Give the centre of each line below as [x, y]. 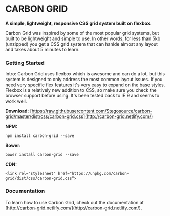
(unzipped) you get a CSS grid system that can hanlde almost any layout [81, 44]
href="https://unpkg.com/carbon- [94, 174]
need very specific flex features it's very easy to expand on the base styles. [85, 85]
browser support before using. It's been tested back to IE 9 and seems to [82, 96]
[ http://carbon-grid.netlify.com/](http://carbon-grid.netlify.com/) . [74, 208]
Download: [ [19, 111]
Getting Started [25, 63]
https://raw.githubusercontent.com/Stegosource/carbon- [92, 111]
